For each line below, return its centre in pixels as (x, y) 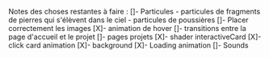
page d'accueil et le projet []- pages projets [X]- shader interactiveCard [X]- (135, 37)
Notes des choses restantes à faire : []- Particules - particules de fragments (134, 12)
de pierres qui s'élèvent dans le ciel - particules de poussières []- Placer (128, 20)
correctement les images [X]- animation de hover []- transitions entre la (127, 28)
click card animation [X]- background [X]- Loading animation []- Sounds (128, 45)
